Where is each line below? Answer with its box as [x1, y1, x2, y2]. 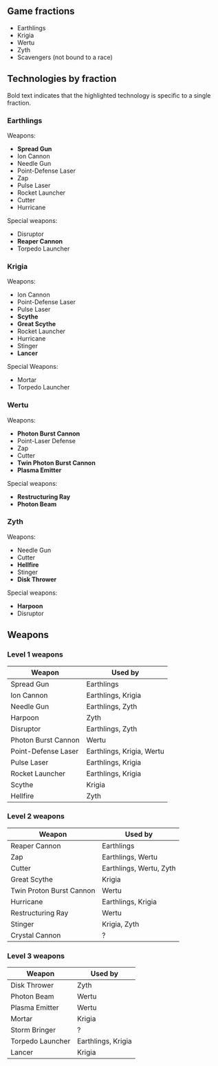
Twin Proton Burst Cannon [10, 886, 96, 895]
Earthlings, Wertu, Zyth [102, 863, 177, 873]
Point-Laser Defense [17, 436, 76, 445]
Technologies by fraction [7, 73, 117, 85]
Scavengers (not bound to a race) [17, 53, 113, 61]
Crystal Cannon [10, 930, 61, 940]
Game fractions [7, 6, 75, 17]
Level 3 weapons [7, 951, 65, 961]
